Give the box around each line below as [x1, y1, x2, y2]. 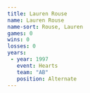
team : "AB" [16, 69, 49, 76]
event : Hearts [16, 62, 58, 69]
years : [7, 50, 27, 57]
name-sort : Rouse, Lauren [7, 23, 83, 30]
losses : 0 [7, 43, 37, 50]
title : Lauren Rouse [7, 10, 68, 17]
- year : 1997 [10, 56, 49, 63]
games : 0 [7, 29, 33, 37]
